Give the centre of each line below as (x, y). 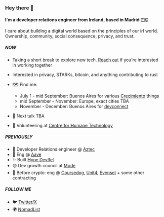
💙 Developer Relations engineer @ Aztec (54, 149)
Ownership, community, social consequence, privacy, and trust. (70, 36)
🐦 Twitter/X (24, 202)
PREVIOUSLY (19, 137)
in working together (32, 65)
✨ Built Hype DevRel (33, 160)
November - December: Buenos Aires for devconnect (74, 107)
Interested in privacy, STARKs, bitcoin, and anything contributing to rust (85, 75)
